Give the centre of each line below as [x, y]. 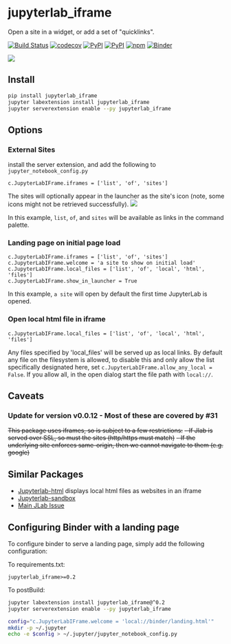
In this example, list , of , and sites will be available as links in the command [116, 218]
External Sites [32, 150]
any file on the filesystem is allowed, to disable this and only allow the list [111, 359]
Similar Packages [46, 474]
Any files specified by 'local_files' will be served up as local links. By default [115, 352]
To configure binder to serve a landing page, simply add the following [106, 543]
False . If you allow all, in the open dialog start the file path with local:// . [110, 374]
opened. [20, 301]
